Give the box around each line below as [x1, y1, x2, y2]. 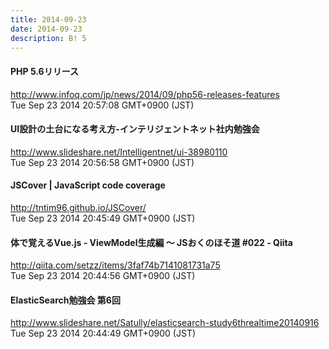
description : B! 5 [10, 33, 87, 43]
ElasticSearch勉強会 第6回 [10, 294, 121, 306]
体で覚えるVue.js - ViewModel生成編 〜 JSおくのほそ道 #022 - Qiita [10, 236, 293, 248]
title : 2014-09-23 [10, 14, 87, 25]
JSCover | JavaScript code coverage [10, 179, 166, 191]
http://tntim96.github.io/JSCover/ [10, 201, 147, 213]
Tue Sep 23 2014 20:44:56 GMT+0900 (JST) [10, 270, 196, 282]
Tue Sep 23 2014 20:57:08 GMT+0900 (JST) [10, 99, 195, 111]
